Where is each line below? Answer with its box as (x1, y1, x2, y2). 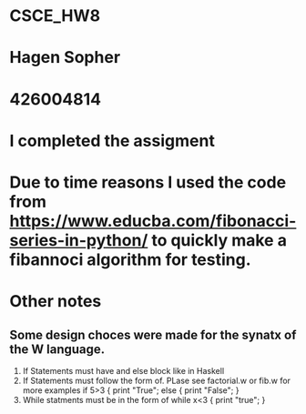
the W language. (9, 341, 106, 357)
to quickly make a (151, 229, 287, 250)
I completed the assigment (9, 130, 216, 151)
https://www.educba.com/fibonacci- (9, 210, 297, 231)
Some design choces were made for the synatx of (9, 327, 297, 342)
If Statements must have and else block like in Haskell (22, 365, 225, 376)
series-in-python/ (9, 229, 148, 250)
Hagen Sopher (9, 47, 121, 68)
